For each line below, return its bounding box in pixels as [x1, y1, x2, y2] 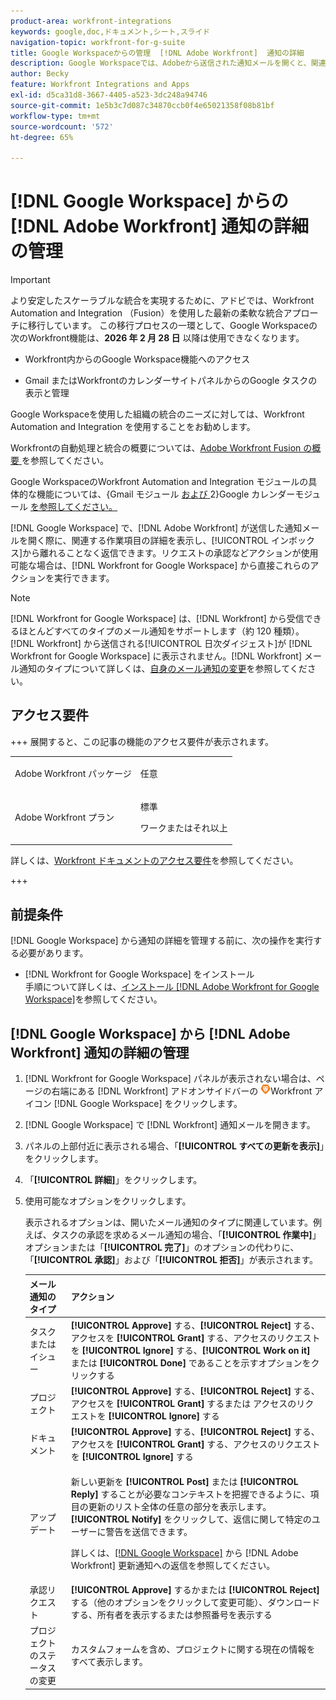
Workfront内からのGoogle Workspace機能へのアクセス [24, 353, 251, 365]
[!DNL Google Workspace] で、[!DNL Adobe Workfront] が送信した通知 [10, 522, 303, 534]
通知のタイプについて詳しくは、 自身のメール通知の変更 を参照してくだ [18, 663, 308, 675]
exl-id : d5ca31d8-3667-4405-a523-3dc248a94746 [10, 90, 208, 100]
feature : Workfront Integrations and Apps [10, 80, 190, 90]
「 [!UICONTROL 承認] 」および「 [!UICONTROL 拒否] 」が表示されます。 [24, 1254, 319, 1265]
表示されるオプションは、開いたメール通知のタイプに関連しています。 [24, 1216, 313, 1228]
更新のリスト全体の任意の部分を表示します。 [88, 1500, 272, 1512]
